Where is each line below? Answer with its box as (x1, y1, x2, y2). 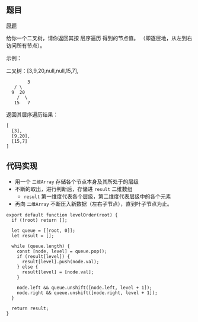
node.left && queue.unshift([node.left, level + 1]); (17, 285, 152, 291)
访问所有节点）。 (6, 42, 46, 49)
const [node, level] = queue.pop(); (17, 248, 108, 254)
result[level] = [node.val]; (21, 269, 94, 275)
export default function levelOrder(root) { (6, 212, 118, 218)
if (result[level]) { (17, 253, 70, 259)
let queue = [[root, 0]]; (11, 227, 76, 234)
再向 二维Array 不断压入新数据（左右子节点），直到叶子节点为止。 (14, 200, 173, 207)
